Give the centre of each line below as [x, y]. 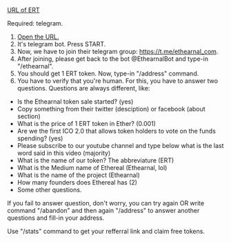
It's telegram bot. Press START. [61, 44]
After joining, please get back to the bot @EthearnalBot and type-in [113, 59]
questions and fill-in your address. [56, 218]
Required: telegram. [35, 23]
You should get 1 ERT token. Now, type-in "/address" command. [108, 73]
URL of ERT [23, 10]
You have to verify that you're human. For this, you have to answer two [118, 81]
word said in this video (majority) [64, 153]
